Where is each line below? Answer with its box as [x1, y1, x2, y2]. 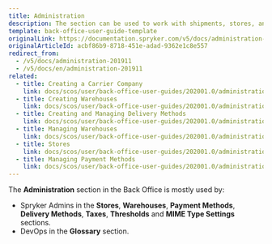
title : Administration [8, 11, 85, 20]
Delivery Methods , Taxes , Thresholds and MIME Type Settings [19, 209, 235, 219]
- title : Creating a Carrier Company [15, 79, 143, 88]
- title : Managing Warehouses [15, 125, 117, 133]
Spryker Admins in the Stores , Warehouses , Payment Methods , [19, 200, 236, 211]
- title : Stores [15, 139, 70, 148]
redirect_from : [8, 49, 60, 58]
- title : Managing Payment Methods [15, 155, 136, 163]
